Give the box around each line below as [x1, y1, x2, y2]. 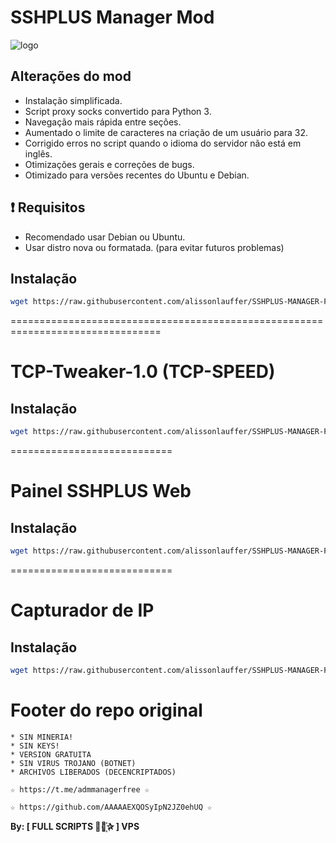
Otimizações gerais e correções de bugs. [24, 158, 195, 170]
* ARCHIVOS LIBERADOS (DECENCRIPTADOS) [10, 767, 177, 777]
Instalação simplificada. [24, 94, 123, 106]
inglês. [24, 147, 53, 160]
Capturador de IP [10, 599, 155, 622]
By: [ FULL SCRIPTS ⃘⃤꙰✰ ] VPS [10, 820, 140, 832]
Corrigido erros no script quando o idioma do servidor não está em [24, 137, 302, 149]
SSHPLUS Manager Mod [10, 6, 215, 29]
